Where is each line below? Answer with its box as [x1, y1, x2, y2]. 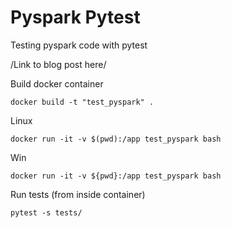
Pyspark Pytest [10, 6, 141, 29]
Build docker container [10, 77, 104, 90]
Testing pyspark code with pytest [10, 39, 148, 51]
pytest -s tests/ [10, 207, 83, 218]
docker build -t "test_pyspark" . [10, 97, 155, 107]
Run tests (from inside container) [10, 188, 146, 200]
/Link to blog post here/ [10, 58, 107, 70]
